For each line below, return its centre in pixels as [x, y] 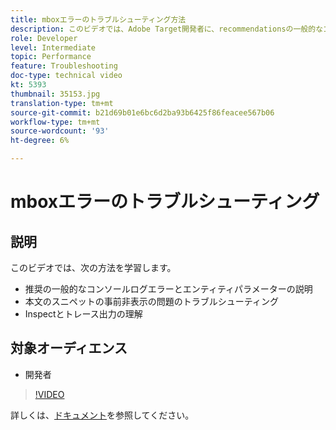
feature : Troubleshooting [64, 66]
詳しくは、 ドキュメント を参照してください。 [102, 415]
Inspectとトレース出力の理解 [83, 314]
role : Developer [44, 38]
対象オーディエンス [69, 348]
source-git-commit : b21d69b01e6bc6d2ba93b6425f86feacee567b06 [142, 112]
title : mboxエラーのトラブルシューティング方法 [98, 19]
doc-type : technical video [66, 76]
